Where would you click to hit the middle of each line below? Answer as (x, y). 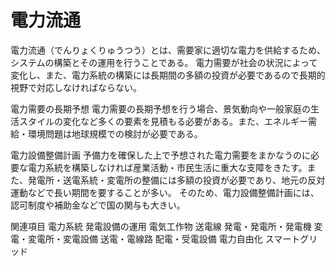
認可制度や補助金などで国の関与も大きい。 (98, 205)
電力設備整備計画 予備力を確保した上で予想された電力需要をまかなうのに (160, 155)
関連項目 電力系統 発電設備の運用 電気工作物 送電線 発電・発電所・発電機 (161, 226)
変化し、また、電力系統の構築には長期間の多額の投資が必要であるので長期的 (168, 75)
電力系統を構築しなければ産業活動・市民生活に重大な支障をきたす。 (167, 167)
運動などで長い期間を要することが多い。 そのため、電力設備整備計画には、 (165, 192)
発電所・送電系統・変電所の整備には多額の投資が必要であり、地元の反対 (176, 180)
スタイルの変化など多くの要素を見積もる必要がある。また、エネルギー (163, 121)
